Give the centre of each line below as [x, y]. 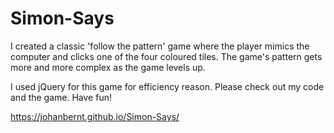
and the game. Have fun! [61, 97]
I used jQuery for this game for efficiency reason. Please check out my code [167, 86]
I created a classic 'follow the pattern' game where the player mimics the [160, 46]
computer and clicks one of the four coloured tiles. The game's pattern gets [166, 56]
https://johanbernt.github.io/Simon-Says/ [95, 116]
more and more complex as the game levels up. [108, 67]
